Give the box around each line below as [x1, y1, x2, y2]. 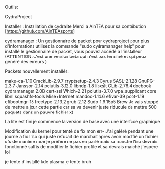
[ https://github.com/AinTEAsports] [5, 28, 75, 34]
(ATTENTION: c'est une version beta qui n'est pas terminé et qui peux [5, 54, 147, 59]
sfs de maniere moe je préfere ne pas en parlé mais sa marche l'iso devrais [5, 139, 158, 144]
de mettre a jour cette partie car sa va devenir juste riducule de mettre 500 [5, 104, 157, 110]
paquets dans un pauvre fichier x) [5, 109, 74, 115]
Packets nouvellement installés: [5, 68, 69, 74]
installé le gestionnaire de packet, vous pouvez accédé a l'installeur [5, 49, 142, 54]
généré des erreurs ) [5, 59, 47, 64]
